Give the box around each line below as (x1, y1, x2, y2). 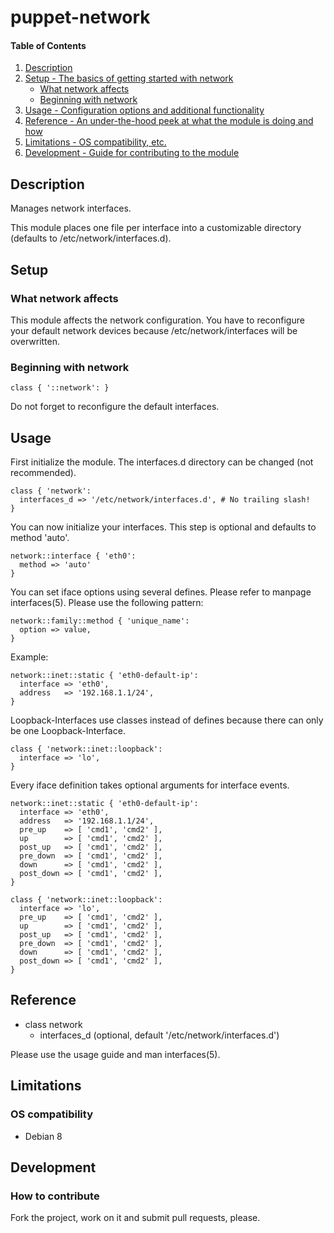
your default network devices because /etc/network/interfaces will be (10, 324, 298, 336)
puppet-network (10, 6, 151, 29)
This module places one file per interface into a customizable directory (10, 222, 302, 234)
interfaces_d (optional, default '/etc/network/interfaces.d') (39, 1029, 280, 1041)
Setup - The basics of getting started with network (24, 72, 234, 85)
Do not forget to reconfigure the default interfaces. (10, 401, 220, 413)
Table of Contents (10, 39, 87, 51)
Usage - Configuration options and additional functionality (24, 104, 265, 116)
